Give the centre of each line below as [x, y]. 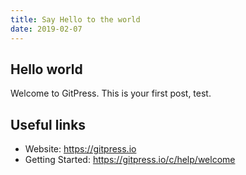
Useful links [48, 124]
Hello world [46, 69]
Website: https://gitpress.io [80, 149]
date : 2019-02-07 [46, 29]
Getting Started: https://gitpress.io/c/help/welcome [130, 160]
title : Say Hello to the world [75, 19]
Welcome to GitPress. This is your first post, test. [111, 93]
